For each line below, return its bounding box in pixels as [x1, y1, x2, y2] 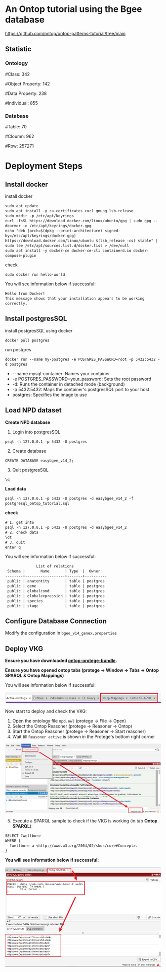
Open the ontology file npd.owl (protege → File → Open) [12, 718, 126, 724]
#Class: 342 [5, 71, 30, 77]
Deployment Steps [5, 161, 83, 172]
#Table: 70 [5, 123, 27, 130]
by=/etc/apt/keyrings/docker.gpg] [5, 233, 77, 238]
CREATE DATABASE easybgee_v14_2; [5, 458, 74, 463]
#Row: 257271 [5, 143, 34, 149]
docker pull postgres [5, 338, 50, 343]
